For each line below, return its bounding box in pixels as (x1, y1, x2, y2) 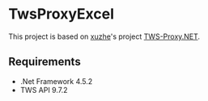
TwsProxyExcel (8, 5, 115, 23)
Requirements (8, 55, 81, 69)
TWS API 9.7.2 (19, 85, 68, 95)
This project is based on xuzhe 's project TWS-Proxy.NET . (8, 32, 201, 41)
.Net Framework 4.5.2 (19, 76, 93, 86)
